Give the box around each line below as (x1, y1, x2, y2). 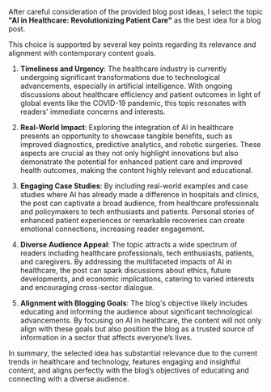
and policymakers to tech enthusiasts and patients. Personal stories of (19, 207, 255, 217)
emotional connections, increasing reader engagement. (19, 224, 205, 234)
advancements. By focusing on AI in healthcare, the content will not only (19, 315, 262, 325)
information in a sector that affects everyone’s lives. (19, 333, 193, 342)
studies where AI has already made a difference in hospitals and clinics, (19, 190, 260, 199)
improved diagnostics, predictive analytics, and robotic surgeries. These (19, 140, 261, 149)
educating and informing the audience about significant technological (19, 307, 252, 316)
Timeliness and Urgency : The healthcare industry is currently (19, 64, 227, 74)
